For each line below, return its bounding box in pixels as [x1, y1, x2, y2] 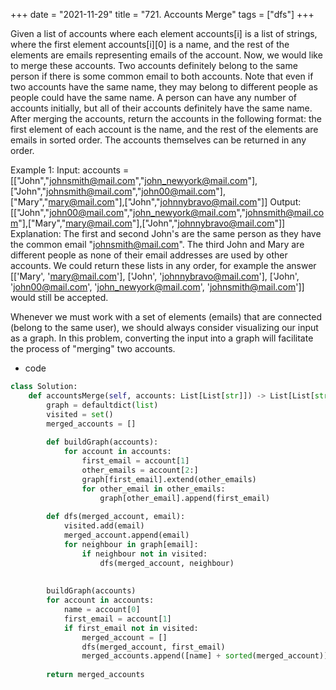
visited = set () [46, 409, 114, 419]
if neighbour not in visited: [81, 549, 208, 559]
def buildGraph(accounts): [46, 437, 159, 448]
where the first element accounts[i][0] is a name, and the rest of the [10, 39, 290, 50]
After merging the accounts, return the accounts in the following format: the [10, 113, 322, 124]
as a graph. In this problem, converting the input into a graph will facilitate [10, 332, 314, 344]
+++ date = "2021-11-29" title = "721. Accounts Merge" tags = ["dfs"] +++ [10, 9, 315, 20]
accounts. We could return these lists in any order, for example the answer [10, 260, 317, 271]
